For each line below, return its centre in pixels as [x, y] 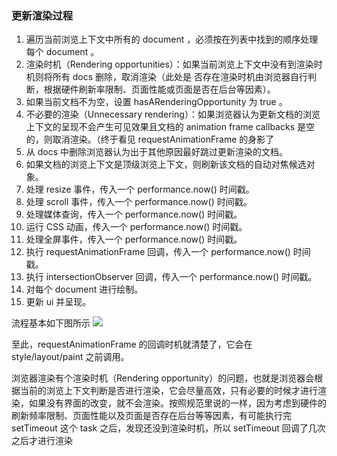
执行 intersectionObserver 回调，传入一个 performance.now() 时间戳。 [171, 277]
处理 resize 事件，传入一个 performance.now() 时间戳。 [140, 189]
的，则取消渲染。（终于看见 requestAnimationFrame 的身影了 [150, 139]
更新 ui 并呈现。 [58, 302]
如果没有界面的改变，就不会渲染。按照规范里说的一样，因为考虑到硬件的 [177, 403]
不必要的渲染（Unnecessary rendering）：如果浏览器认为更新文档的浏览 [173, 114]
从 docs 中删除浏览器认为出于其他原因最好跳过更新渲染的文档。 [157, 152]
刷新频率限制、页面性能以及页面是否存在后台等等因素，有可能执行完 [151, 416]
